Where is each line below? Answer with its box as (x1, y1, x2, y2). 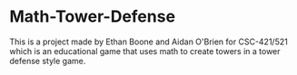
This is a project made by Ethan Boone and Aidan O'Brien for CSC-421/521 (9, 36, 288, 47)
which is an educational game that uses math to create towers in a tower (9, 45, 281, 56)
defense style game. (9, 55, 86, 66)
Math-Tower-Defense (9, 6, 175, 27)
